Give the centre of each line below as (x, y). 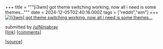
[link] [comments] (23, 32)
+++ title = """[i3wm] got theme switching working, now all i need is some (81, 7)
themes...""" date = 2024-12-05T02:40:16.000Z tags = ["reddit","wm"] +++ (82, 12)
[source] (14, 42)
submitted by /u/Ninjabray (32, 27)
